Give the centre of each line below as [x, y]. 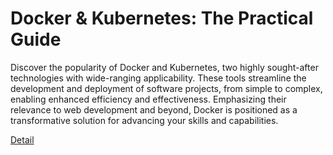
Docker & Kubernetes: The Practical [162, 18]
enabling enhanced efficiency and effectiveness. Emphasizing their [148, 99]
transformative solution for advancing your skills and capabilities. [144, 120]
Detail [22, 139]
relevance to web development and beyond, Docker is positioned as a [154, 109]
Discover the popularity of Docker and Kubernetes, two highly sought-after [164, 67]
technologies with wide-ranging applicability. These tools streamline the [158, 78]
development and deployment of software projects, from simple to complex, [166, 88]
